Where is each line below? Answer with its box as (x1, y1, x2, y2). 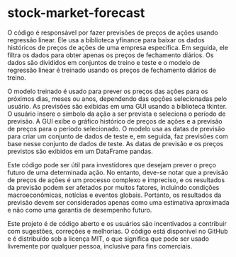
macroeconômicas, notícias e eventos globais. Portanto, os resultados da (7, 191, 222, 199)
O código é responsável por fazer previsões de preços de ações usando (7, 28, 218, 37)
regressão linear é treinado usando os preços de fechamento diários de (7, 66, 216, 74)
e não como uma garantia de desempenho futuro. (7, 205, 152, 214)
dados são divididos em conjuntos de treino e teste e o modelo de (7, 58, 201, 66)
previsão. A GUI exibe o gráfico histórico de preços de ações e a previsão (7, 116, 223, 125)
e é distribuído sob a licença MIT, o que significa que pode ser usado (7, 234, 209, 243)
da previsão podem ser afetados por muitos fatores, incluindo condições (7, 183, 220, 191)
